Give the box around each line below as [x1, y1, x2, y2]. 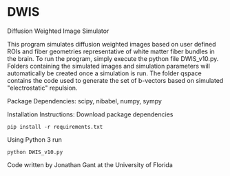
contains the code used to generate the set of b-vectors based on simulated [7, 76, 224, 84]
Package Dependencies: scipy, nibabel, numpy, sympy [7, 97, 162, 105]
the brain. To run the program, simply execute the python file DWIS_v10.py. [7, 54, 219, 62]
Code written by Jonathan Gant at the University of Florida [7, 160, 174, 168]
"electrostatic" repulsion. [7, 84, 78, 92]
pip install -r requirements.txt [7, 123, 103, 130]
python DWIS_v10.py [7, 149, 63, 155]
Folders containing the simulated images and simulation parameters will [7, 62, 210, 70]
